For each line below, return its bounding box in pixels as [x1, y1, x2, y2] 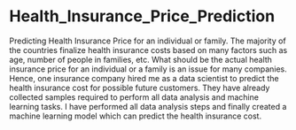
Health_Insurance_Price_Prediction [9, 6, 276, 27]
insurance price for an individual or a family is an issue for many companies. [9, 64, 287, 74]
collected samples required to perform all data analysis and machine [9, 91, 260, 103]
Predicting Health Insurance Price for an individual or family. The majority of [9, 35, 286, 46]
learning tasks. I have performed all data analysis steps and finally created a [9, 101, 287, 111]
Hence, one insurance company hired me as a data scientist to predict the [9, 73, 279, 83]
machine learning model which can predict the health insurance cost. [9, 111, 262, 121]
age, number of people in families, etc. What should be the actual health [9, 54, 273, 65]
